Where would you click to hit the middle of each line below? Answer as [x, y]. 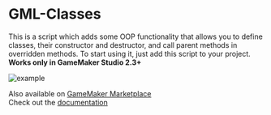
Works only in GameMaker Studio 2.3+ [75, 62]
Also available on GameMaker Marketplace [80, 93]
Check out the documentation [58, 102]
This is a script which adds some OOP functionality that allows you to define [136, 36]
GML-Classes [55, 14]
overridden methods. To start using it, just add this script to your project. [130, 53]
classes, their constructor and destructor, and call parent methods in [123, 45]
